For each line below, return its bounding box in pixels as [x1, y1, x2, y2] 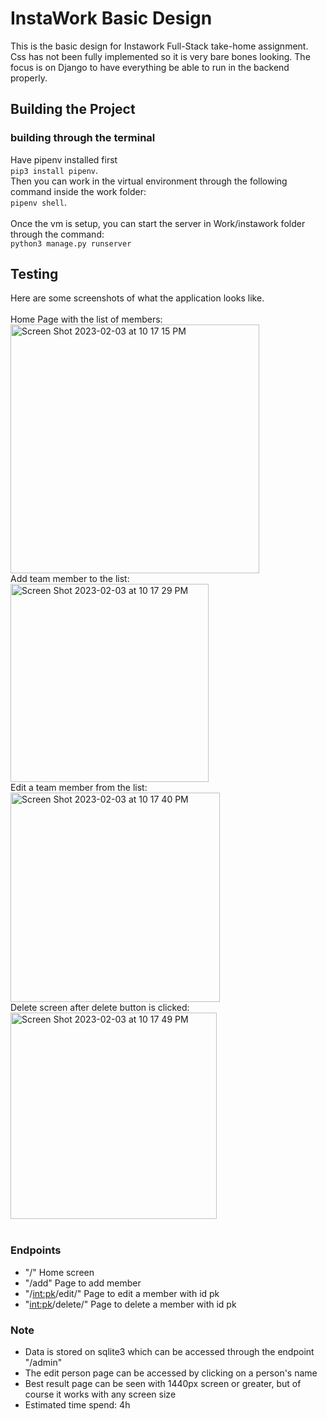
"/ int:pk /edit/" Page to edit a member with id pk [24, 1287, 220, 1299]
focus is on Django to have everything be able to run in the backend [10, 61, 290, 73]
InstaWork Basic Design [10, 7, 213, 30]
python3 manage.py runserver [10, 238, 132, 249]
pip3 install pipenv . [10, 164, 99, 176]
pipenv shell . [10, 196, 67, 208]
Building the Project [10, 101, 136, 118]
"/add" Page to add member [24, 1277, 142, 1289]
